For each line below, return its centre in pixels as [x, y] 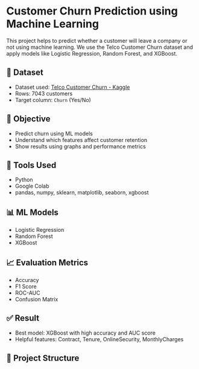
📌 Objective [28, 119]
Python [24, 180]
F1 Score [26, 286]
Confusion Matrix [36, 299]
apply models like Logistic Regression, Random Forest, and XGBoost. [92, 53]
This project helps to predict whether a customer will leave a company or [97, 40]
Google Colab [32, 186]
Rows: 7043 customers [44, 93]
